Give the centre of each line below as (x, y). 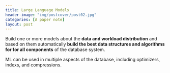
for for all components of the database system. (55, 50)
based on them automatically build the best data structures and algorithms (85, 44)
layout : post (19, 24)
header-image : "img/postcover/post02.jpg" (51, 15)
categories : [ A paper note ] (35, 19)
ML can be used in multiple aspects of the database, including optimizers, (83, 60)
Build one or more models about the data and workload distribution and (81, 39)
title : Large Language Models (37, 10)
